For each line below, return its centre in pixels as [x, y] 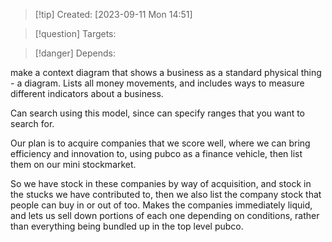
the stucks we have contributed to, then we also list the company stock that [166, 194]
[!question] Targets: [75, 33]
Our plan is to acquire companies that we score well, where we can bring [160, 143]
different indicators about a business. [87, 93]
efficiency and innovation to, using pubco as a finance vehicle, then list [156, 153]
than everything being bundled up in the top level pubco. [127, 226]
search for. [32, 123]
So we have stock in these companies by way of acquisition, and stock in [161, 183]
